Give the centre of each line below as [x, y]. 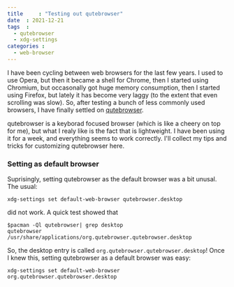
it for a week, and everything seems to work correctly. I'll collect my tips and [117, 138]
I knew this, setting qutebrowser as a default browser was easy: [99, 258]
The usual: [22, 187]
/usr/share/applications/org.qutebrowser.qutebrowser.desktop [100, 238]
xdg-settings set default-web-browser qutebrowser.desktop [95, 199]
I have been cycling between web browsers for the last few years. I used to [115, 72]
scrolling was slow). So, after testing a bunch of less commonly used [106, 102]
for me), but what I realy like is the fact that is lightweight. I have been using [116, 131]
